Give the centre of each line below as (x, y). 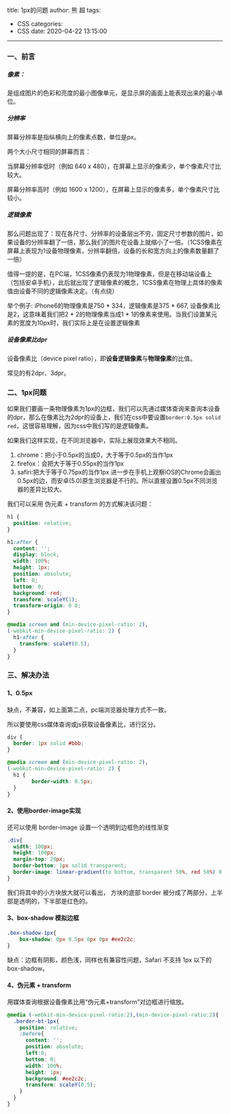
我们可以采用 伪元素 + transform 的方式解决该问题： (80, 504)
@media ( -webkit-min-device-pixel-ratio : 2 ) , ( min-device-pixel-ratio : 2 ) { (113, 1014)
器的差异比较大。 (41, 489)
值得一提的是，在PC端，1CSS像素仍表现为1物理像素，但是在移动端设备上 (110, 274)
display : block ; (36, 555)
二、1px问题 (27, 392)
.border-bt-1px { (36, 1021)
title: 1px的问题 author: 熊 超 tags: (54, 10)
